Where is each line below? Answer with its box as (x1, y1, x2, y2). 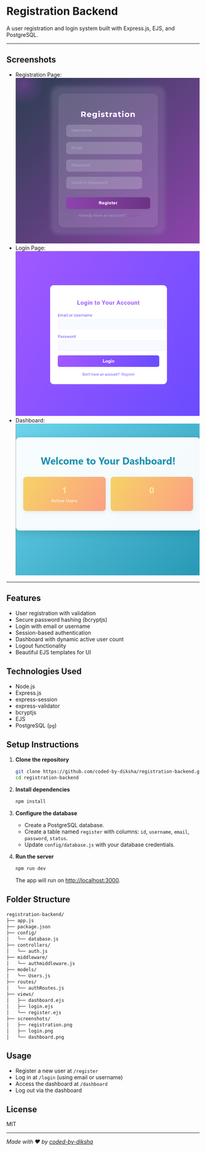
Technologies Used (6, 667, 82, 677)
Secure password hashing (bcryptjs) (15, 616, 108, 623)
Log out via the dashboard (15, 1087, 82, 1094)
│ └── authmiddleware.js (6, 960, 75, 966)
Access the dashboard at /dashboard (15, 1080, 108, 1087)
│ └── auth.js (6, 948, 48, 954)
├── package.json (6, 923, 51, 930)
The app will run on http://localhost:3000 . (15, 877, 121, 884)
